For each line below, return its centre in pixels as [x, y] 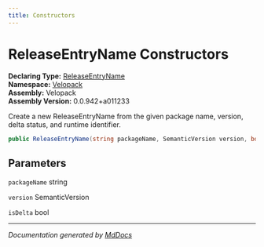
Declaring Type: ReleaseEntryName [67, 76]
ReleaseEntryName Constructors [119, 54]
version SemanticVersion [49, 198]
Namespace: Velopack [46, 84]
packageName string [38, 182]
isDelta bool [29, 212]
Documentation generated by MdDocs [70, 235]
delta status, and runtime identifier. [65, 124]
